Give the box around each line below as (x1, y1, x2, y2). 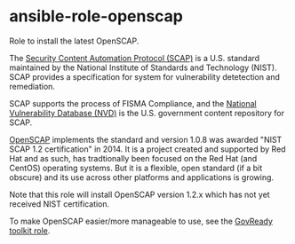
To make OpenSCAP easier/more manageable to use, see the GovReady (9, 216, 274, 226)
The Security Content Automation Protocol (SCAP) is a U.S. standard (9, 52, 260, 63)
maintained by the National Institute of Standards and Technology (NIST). (9, 62, 277, 73)
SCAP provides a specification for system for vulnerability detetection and (9, 71, 280, 82)
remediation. (9, 81, 56, 91)
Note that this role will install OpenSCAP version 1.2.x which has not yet (9, 189, 270, 200)
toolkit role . (9, 224, 51, 236)
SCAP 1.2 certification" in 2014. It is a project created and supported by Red (9, 144, 286, 154)
